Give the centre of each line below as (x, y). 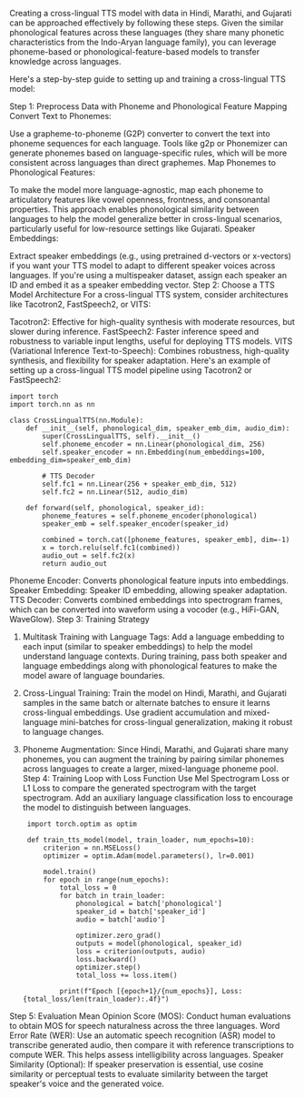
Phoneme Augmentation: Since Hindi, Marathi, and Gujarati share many (155, 749)
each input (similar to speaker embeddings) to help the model (137, 646)
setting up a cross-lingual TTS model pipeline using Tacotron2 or (131, 370)
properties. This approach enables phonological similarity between (134, 209)
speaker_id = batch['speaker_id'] (141, 912)
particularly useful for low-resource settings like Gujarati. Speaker (132, 228)
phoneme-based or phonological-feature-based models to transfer (135, 52)
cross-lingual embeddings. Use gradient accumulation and (132, 712)
